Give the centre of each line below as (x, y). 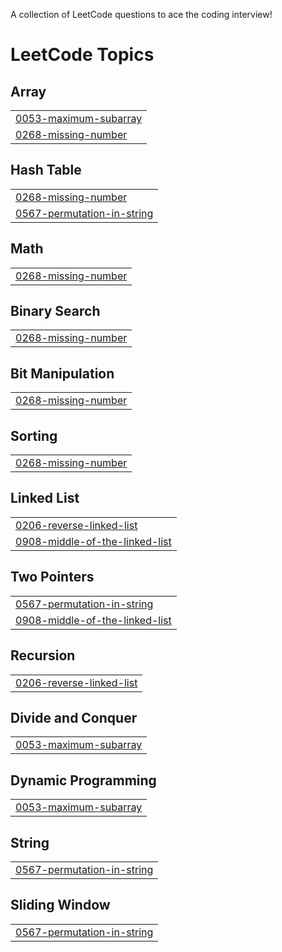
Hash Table (46, 170)
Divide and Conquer (74, 717)
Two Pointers (52, 577)
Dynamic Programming (83, 780)
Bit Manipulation (62, 373)
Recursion (43, 655)
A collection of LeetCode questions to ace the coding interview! (141, 14)
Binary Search (55, 311)
